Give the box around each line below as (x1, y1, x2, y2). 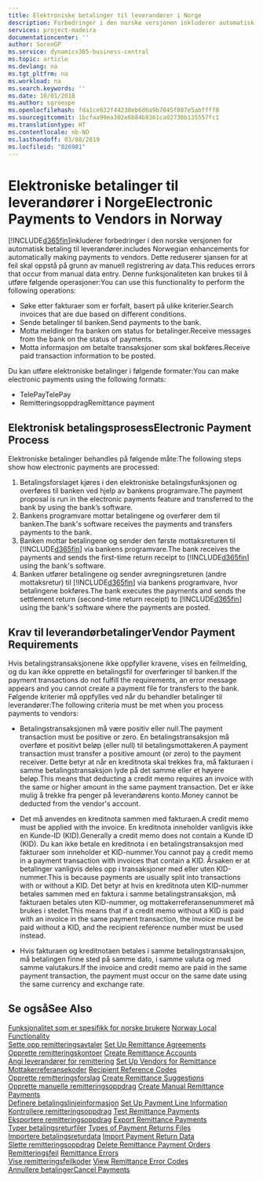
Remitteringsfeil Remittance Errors (8, 1147, 119, 1158)
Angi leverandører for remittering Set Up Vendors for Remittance (8, 1056, 217, 1066)
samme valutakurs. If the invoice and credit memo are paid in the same (19, 962, 247, 972)
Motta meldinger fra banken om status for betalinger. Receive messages (19, 327, 251, 336)
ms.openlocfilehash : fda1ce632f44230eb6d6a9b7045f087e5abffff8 (8, 107, 220, 115)
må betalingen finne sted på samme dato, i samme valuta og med (19, 954, 232, 964)
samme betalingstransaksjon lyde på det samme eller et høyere (19, 765, 225, 775)
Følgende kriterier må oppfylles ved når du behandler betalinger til (8, 691, 222, 701)
